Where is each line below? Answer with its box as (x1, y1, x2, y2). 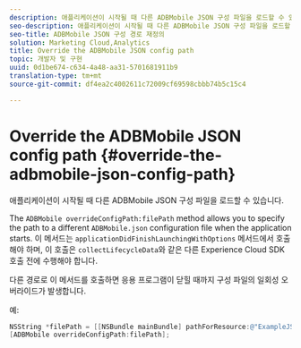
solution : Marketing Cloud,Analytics (9, 38, 150, 47)
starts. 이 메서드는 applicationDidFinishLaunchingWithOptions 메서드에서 (9, 233, 275, 243)
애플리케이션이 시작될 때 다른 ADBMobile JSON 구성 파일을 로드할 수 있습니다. (9, 194, 284, 206)
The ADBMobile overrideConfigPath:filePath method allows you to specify (9, 212, 285, 224)
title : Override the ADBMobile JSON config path (9, 47, 194, 55)
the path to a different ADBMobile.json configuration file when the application (9, 222, 292, 233)
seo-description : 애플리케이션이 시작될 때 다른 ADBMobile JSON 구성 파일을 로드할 (9, 21, 291, 30)
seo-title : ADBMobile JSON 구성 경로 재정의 (9, 30, 166, 38)
